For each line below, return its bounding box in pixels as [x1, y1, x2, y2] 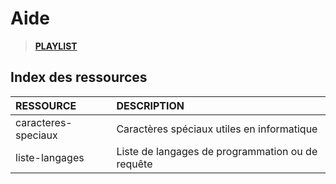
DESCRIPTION [116, 98, 185, 112]
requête [116, 157, 153, 171]
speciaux [15, 128, 58, 142]
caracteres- [15, 115, 73, 129]
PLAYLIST [34, 40, 78, 52]
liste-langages [15, 150, 85, 164]
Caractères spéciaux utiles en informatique [116, 122, 318, 136]
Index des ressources [10, 69, 148, 86]
